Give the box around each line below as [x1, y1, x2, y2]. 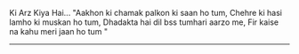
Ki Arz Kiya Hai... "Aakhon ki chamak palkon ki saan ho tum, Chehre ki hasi [9, 8, 283, 18]
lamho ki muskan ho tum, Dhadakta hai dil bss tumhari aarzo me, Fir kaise [9, 17, 279, 27]
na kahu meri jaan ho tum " [9, 27, 109, 36]
